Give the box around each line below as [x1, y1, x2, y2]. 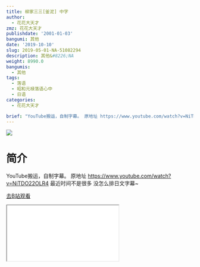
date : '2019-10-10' [6, 42, 55, 48]
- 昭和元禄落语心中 [11, 86, 52, 92]
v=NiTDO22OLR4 [6, 180, 49, 187]
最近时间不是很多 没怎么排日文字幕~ [50, 180, 139, 187]
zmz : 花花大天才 [6, 25, 42, 31]
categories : [6, 97, 36, 103]
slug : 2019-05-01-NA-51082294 [6, 47, 82, 53]
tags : [6, 75, 20, 81]
